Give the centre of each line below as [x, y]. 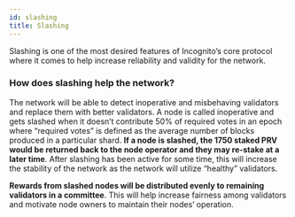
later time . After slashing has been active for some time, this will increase [143, 159]
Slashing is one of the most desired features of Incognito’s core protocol [141, 50]
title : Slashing [39, 26]
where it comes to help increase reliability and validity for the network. [137, 60]
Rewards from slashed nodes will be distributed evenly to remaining [137, 185]
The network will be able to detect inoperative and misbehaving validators [144, 102]
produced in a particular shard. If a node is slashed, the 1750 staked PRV [143, 140]
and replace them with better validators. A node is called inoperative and [142, 112]
